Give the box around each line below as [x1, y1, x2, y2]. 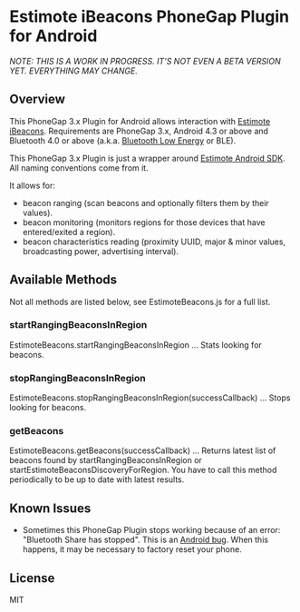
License [9, 570, 55, 586]
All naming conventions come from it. [9, 162, 149, 173]
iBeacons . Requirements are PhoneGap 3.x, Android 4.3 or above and [9, 125, 269, 136]
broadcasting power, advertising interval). [22, 245, 179, 256]
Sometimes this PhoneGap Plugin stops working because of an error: [22, 525, 281, 536]
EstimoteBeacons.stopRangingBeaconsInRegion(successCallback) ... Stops [9, 392, 291, 403]
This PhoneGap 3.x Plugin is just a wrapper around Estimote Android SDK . [9, 153, 285, 163]
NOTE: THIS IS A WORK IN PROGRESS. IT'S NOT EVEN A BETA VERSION [9, 55, 281, 66]
